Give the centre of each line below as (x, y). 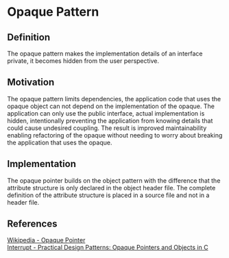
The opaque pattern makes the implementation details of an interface (105, 53)
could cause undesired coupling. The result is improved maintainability (107, 128)
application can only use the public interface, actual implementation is (106, 113)
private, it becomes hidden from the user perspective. (83, 61)
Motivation (31, 82)
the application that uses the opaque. (60, 142)
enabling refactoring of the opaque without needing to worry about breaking (115, 135)
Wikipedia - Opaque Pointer (46, 240)
